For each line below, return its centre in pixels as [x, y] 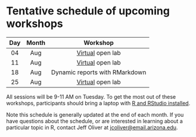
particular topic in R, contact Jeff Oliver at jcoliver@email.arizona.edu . [92, 127]
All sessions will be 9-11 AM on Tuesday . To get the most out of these [91, 96]
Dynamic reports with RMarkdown [99, 72]
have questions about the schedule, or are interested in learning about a [94, 121]
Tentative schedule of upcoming [88, 11]
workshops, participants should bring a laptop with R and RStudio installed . [98, 103]
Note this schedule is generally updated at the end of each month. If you [95, 114]
